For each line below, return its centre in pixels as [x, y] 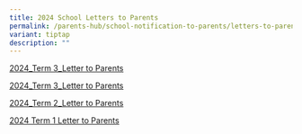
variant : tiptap [40, 34]
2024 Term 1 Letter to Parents [64, 121]
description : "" [40, 43]
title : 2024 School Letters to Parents [84, 18]
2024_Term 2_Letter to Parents [67, 103]
